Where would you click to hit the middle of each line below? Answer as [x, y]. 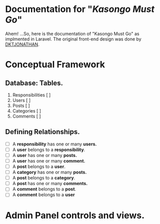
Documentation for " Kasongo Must [80, 9]
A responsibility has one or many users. [54, 144]
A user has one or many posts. [45, 155]
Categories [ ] [27, 110]
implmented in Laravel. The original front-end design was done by [73, 39]
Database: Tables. [34, 83]
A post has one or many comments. [50, 183]
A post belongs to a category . [44, 178]
